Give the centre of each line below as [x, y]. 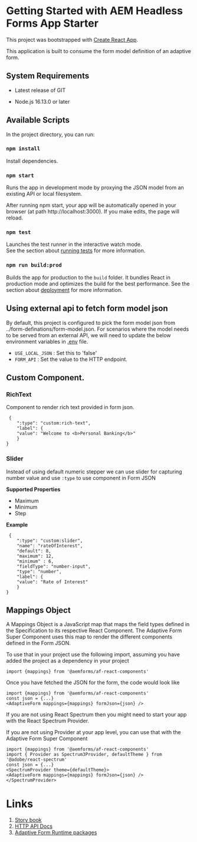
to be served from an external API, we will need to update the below [88, 335]
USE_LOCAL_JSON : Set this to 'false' [56, 353]
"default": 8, [34, 551]
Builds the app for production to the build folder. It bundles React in [88, 277]
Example [17, 524]
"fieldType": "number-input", [54, 566]
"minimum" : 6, [35, 561]
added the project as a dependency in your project [68, 661]
